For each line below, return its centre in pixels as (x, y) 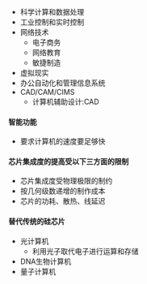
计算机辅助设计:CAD (65, 101)
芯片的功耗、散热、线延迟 (63, 201)
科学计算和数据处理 (52, 12)
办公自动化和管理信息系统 (63, 83)
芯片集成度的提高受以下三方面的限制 (69, 161)
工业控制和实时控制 (52, 22)
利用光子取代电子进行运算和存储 (85, 251)
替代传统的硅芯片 (37, 221)
